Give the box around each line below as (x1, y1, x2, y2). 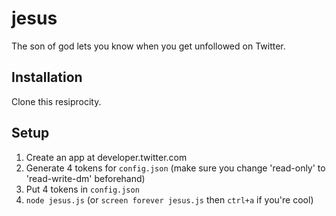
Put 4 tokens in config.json (25, 183, 140, 195)
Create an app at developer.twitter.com (25, 151, 188, 163)
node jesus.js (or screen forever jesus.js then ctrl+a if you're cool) (25, 193, 314, 206)
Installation (11, 69, 83, 86)
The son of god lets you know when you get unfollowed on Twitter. (11, 40, 286, 52)
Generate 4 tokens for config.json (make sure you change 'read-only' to (25, 162, 326, 174)
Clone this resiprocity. (11, 95, 102, 107)
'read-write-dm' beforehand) (25, 172, 146, 184)
